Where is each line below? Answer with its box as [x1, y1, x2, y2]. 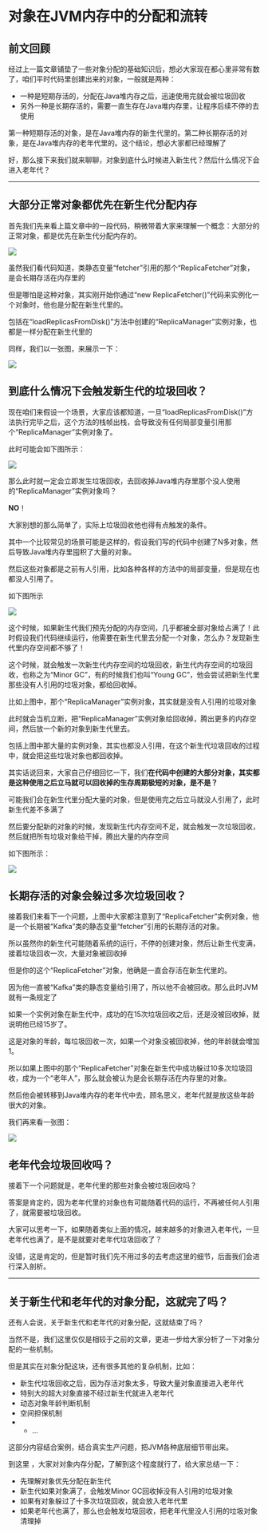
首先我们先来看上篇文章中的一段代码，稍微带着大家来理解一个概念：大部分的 [8, 220, 260, 230]
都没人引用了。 [8, 574, 57, 583]
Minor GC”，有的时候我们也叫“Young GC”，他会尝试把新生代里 [53, 669, 260, 679]
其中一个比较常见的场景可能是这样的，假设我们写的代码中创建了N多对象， [8, 537, 251, 546]
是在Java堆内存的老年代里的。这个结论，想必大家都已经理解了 [22, 138, 227, 148]
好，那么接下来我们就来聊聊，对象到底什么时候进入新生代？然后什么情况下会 [8, 155, 260, 165]
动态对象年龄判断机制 [19, 1399, 90, 1408]
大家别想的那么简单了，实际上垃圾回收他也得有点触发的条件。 [8, 520, 211, 530]
